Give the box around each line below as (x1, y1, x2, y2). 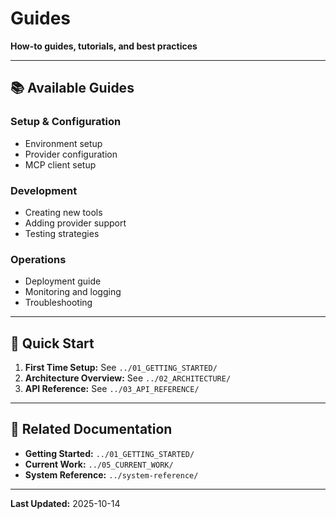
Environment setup (24, 137, 103, 149)
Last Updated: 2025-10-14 (10, 497, 121, 509)
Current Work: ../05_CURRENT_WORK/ (24, 458, 174, 470)
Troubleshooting (24, 297, 93, 309)
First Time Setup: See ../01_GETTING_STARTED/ (24, 362, 218, 374)
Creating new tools (24, 206, 103, 218)
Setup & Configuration (10, 115, 122, 129)
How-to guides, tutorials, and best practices (10, 40, 198, 52)
